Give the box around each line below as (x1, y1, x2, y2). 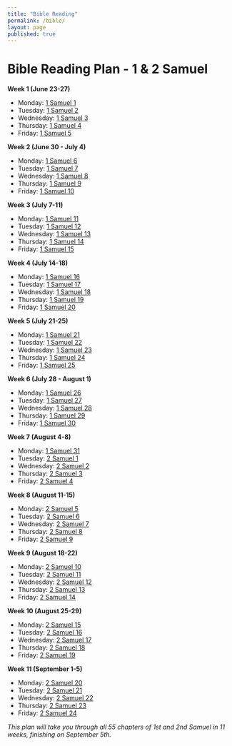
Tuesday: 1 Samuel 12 (17, 222, 81, 231)
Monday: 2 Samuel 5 (17, 505, 79, 513)
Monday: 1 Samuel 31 (17, 447, 81, 455)
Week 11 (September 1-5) (7, 665, 83, 673)
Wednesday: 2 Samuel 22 (17, 694, 94, 702)
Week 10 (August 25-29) (7, 607, 82, 615)
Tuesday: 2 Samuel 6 (17, 512, 80, 521)
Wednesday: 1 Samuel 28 (17, 404, 93, 413)
